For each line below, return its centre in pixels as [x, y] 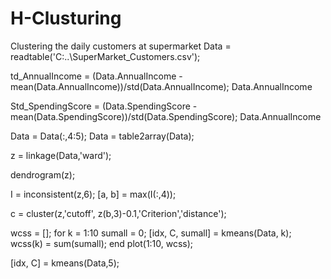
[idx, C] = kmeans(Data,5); [65, 263]
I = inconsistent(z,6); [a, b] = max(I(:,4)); [93, 194]
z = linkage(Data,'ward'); [61, 155]
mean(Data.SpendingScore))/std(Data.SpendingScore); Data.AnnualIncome [166, 116]
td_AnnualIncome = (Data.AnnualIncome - [96, 76]
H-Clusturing [66, 18]
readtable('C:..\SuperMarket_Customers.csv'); [105, 56]
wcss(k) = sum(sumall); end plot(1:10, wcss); [102, 243]
